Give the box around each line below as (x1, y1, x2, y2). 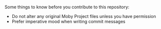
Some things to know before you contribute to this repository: (4, 4, 129, 10)
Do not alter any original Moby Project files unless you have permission (11, 14, 156, 19)
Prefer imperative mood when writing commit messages (11, 19, 126, 24)
